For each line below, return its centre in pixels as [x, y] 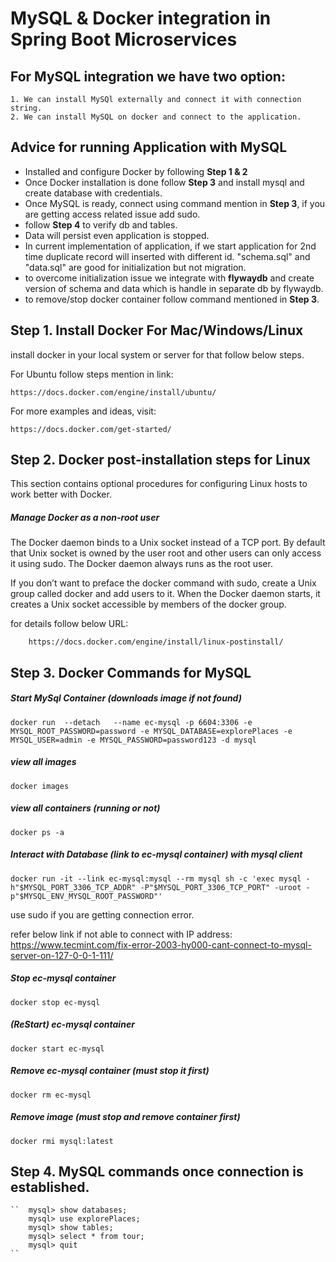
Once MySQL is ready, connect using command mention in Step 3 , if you [175, 203]
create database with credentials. [93, 193]
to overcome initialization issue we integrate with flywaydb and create [169, 278]
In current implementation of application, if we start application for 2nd [170, 246]
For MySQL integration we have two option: [148, 76]
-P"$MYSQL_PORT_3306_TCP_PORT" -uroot [220, 887]
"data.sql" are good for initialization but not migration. [135, 267]
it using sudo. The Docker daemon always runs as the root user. [141, 564]
